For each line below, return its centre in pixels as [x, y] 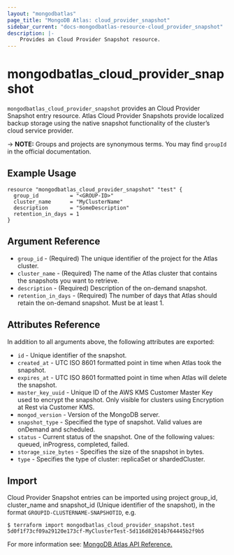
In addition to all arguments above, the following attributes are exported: [111, 341]
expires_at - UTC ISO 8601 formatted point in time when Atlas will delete [122, 377]
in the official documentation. [49, 151]
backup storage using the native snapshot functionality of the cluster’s [109, 124]
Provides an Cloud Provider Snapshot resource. [90, 40]
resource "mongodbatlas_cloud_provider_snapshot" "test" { [95, 189]
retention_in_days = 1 [46, 214]
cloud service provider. [41, 131]
